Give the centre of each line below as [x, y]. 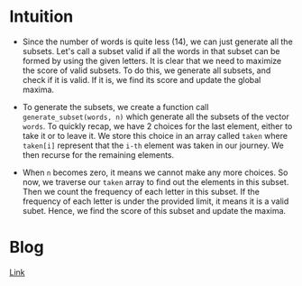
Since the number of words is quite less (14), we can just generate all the [157, 42]
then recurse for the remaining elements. [98, 154]
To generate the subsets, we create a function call [115, 106]
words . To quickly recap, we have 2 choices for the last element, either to [157, 126]
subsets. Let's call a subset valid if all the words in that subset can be [151, 51]
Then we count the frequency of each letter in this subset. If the [141, 191]
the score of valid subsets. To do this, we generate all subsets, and [146, 70]
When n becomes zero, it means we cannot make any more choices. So [155, 172]
